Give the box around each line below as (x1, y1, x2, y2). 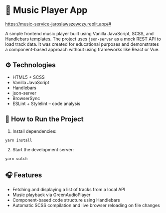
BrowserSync (12, 95, 40, 101)
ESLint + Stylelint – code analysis (12, 101, 81, 106)
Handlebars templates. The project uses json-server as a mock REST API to (5, 36, 161, 42)
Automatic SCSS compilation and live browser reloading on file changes (12, 203, 161, 209)
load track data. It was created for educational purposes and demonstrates (5, 41, 159, 47)
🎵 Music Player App (5, 4, 88, 16)
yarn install (5, 138, 32, 143)
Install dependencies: (12, 128, 57, 134)
